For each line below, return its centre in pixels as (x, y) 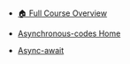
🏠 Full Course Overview (62, 13)
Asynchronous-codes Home (69, 33)
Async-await (41, 50)
